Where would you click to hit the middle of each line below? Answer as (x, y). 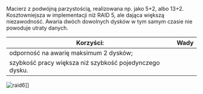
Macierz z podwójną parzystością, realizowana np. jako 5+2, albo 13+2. (95, 9)
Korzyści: (90, 43)
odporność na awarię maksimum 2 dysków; (71, 53)
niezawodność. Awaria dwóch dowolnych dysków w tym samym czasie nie (99, 21)
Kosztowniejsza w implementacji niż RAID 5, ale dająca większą (85, 15)
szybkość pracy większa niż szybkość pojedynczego (85, 63)
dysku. (19, 70)
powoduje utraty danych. (37, 28)
